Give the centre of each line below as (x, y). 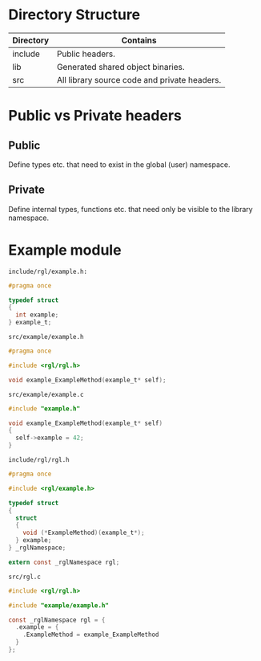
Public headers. (86, 54)
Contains (139, 40)
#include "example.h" (44, 408)
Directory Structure (74, 15)
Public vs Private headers (95, 116)
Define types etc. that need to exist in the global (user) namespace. (119, 164)
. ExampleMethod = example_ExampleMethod (91, 635)
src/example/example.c (46, 394)
